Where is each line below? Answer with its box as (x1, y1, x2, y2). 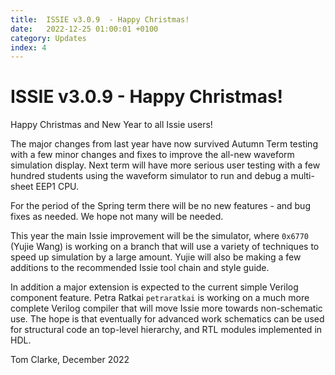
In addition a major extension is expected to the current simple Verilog (10, 281, 299, 293)
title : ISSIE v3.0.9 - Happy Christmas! (10, 14, 190, 25)
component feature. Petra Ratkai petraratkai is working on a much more (10, 292, 310, 304)
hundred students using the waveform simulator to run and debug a (10, 170, 289, 182)
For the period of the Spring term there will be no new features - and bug (10, 200, 311, 212)
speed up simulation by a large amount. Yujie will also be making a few (10, 251, 302, 263)
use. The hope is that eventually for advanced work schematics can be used (10, 313, 325, 325)
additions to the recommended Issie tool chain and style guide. (10, 262, 270, 274)
